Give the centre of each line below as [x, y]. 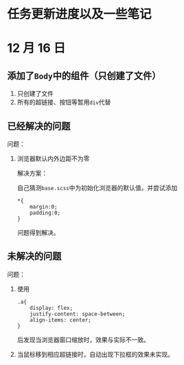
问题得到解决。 [38, 232]
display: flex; [51, 308]
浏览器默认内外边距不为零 [53, 158]
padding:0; [45, 213]
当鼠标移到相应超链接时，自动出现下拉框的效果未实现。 [95, 354]
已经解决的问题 [39, 126]
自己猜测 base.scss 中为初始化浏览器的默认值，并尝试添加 [97, 188]
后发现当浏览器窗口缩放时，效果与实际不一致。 [83, 340]
